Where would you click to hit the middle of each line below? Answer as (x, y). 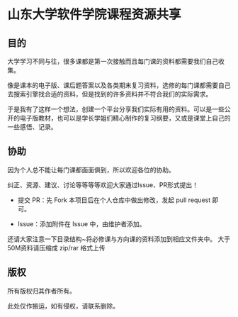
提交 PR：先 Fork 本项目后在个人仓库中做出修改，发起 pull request (114, 200)
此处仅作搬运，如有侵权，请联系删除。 (63, 306)
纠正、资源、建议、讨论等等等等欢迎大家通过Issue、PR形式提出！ (103, 184)
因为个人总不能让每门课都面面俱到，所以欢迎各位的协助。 (91, 169)
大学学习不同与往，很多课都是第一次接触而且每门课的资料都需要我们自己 (113, 61)
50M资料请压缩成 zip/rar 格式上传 (56, 248)
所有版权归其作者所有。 (41, 291)
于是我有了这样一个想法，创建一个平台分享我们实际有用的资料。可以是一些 (116, 109)
